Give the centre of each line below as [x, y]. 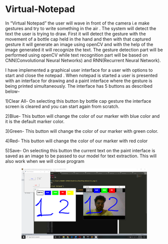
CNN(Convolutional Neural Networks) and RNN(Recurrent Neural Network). [83, 60]
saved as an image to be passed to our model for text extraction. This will [81, 156]
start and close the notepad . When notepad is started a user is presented [81, 75]
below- [13, 91]
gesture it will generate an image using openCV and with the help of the [79, 44]
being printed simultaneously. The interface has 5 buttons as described [79, 86]
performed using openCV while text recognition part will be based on [76, 55]
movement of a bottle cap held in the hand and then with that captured [78, 39]
